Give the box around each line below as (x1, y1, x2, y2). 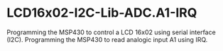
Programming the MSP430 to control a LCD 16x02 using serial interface (6, 28, 216, 36)
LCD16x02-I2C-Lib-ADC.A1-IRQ (6, 5, 197, 21)
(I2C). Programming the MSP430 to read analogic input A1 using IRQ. (6, 35, 208, 43)
